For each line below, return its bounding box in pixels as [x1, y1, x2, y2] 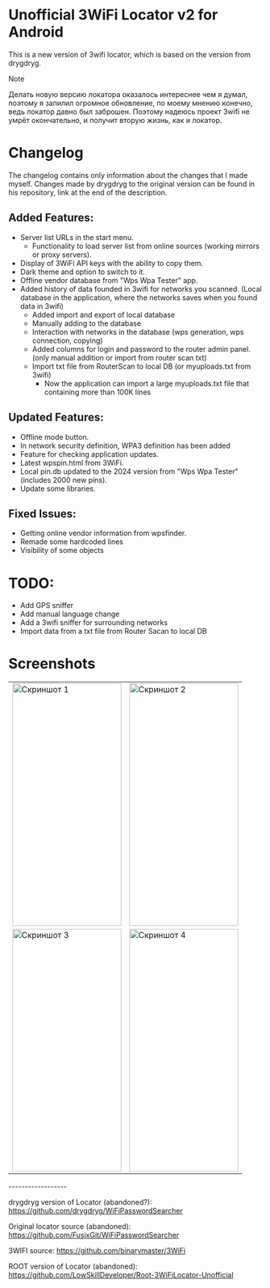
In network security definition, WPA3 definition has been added [19, 441, 231, 450]
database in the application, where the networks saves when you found [19, 293, 258, 302]
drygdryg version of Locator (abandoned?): [8, 1197, 152, 1207]
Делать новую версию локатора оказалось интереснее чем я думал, [8, 89, 248, 99]
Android [8, 23, 64, 41]
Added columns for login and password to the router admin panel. [31, 344, 251, 353]
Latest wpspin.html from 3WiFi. [19, 458, 124, 467]
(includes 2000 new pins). [19, 475, 107, 484]
